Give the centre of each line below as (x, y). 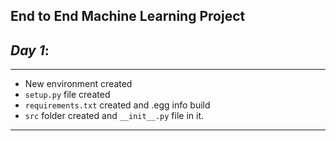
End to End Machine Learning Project (128, 16)
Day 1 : (30, 50)
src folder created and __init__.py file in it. (114, 116)
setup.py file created (67, 95)
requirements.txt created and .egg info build (117, 105)
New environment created (78, 84)
